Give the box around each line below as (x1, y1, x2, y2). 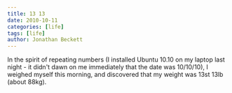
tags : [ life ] (7, 29, 46, 37)
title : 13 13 (7, 10, 46, 17)
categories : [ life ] (7, 23, 64, 30)
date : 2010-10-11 (7, 17, 58, 24)
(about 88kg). (7, 78, 47, 86)
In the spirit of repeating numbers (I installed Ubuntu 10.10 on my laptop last (7, 55, 226, 64)
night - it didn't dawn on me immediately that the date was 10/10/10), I (7, 63, 209, 71)
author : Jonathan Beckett (7, 36, 83, 43)
